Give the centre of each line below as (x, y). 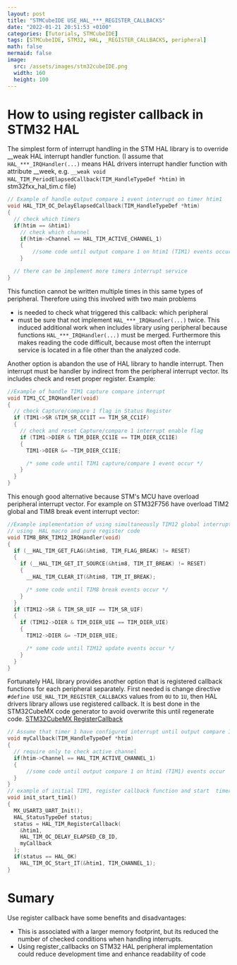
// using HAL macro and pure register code (74, 531)
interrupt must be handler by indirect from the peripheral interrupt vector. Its (118, 371)
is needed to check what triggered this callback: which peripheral (113, 312)
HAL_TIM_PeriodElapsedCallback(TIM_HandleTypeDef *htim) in (96, 179)
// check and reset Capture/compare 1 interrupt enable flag (111, 431)
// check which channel (55, 232)
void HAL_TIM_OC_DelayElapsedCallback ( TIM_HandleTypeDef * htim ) (104, 206)
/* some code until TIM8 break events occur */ (97, 589)
